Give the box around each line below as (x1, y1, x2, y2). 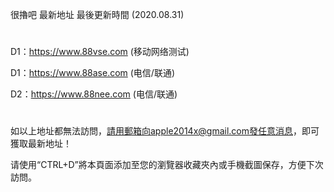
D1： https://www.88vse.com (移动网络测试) (10, 46, 190, 58)
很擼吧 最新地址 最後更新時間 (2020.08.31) (10, 9, 185, 20)
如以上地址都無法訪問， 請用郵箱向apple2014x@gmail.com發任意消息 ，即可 (10, 125, 320, 137)
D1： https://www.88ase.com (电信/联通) (10, 67, 176, 79)
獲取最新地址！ (10, 138, 72, 150)
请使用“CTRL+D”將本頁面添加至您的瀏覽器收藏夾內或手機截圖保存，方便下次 (10, 159, 324, 171)
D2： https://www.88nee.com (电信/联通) (10, 88, 178, 100)
